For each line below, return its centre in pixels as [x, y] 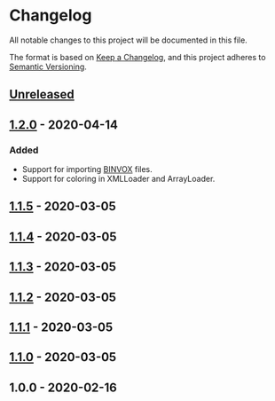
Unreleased [42, 94]
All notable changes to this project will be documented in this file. [129, 40]
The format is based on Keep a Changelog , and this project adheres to [137, 57]
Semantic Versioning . [48, 67]
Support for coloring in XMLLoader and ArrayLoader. [118, 179]
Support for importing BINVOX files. [87, 169]
